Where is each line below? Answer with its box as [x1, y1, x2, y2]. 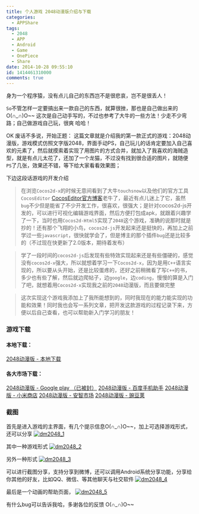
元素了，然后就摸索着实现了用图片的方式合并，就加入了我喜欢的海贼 [16, 147, 183, 154]
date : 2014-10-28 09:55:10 [6, 64, 73, 70]
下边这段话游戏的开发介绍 [6, 175, 69, 182]
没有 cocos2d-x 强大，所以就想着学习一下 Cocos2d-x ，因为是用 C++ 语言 [20, 259, 187, 266]
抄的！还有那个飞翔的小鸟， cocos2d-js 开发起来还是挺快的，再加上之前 [20, 224, 194, 232]
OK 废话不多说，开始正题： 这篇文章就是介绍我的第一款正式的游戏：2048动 [6, 132, 191, 140]
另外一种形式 [6, 455, 37, 462]
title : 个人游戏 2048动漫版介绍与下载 [6, 8, 91, 15]
